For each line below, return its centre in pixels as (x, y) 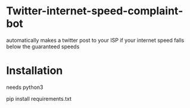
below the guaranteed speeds (43, 47)
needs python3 (25, 87)
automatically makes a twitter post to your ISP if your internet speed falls (95, 40)
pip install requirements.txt (39, 98)
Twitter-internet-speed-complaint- (95, 11)
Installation (35, 71)
